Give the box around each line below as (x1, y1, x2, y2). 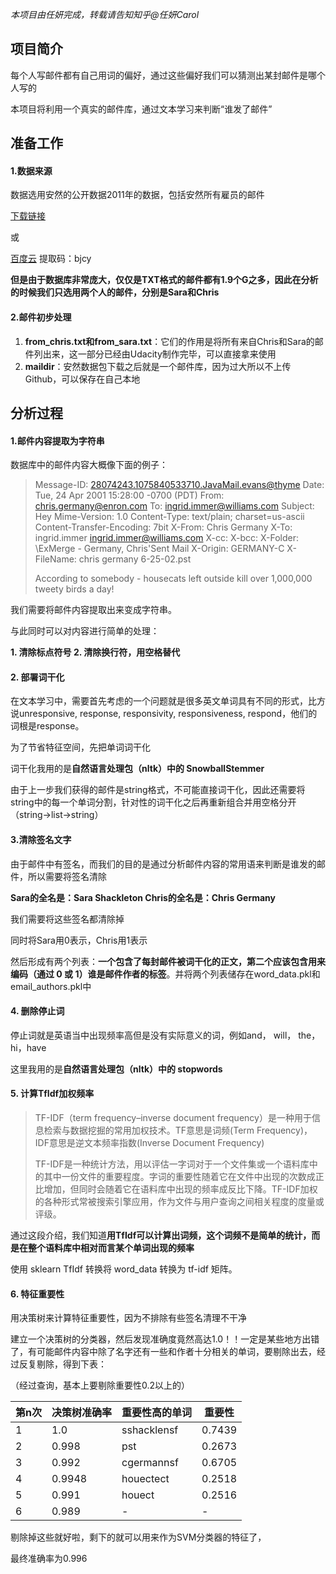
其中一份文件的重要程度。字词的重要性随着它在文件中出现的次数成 (43, 1171, 316, 1183)
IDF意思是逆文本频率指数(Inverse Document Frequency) (34, 1137, 265, 1149)
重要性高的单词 (121, 1406, 192, 1420)
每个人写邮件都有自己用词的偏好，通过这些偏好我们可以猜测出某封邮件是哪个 (10, 69, 326, 81)
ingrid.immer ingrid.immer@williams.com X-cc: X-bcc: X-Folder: (34, 532, 300, 544)
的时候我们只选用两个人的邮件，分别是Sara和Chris (10, 286, 220, 298)
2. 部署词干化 (10, 671, 65, 683)
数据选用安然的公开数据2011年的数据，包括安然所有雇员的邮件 (10, 189, 265, 201)
